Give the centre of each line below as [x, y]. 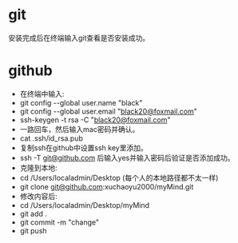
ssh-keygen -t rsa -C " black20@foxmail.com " [95, 120]
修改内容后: [38, 196]
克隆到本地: [38, 167]
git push [33, 230]
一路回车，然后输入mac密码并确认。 [79, 129]
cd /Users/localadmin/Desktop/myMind [85, 205]
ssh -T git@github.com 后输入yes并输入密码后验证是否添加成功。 [127, 157]
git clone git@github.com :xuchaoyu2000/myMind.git [107, 186]
